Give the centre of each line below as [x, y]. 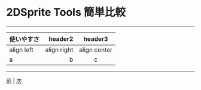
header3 [96, 38]
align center [95, 50]
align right [59, 50]
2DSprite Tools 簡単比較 [66, 12]
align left [22, 50]
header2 [61, 38]
